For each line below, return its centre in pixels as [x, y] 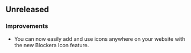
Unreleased [27, 10]
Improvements [27, 26]
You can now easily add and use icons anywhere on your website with [100, 39]
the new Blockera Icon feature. [51, 45]
